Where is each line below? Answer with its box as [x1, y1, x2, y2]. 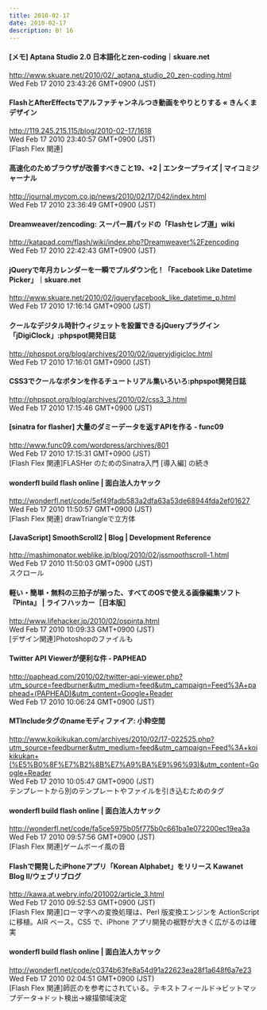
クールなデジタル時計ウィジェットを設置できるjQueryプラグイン [9, 320, 220, 330]
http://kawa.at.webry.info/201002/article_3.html [9, 889, 164, 899]
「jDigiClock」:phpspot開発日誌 [9, 331, 116, 340]
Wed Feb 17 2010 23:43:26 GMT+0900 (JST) [9, 79, 157, 88]
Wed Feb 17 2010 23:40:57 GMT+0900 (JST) [9, 134, 156, 144]
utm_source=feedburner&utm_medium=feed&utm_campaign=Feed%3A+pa [9, 680, 257, 690]
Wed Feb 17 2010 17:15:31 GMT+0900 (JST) [9, 449, 151, 458]
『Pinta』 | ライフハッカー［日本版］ [9, 598, 130, 607]
